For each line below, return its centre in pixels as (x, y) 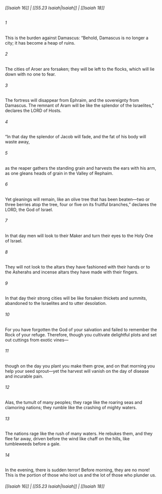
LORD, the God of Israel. (29, 209)
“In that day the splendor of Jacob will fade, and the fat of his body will (76, 137)
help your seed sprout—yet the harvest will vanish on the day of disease (77, 371)
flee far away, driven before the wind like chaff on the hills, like (67, 439)
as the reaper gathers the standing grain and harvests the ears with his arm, (81, 168)
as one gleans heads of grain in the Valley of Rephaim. (59, 173)
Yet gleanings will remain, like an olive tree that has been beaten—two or (77, 199)
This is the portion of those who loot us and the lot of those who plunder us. (81, 475)
